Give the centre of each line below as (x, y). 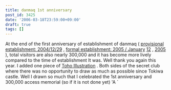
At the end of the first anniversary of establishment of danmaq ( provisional (84, 44)
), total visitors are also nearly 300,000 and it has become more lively (78, 55)
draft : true (18, 24)
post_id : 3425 (20, 15)
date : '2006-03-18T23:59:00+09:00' (43, 20)
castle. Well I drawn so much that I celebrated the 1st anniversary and (79, 77)
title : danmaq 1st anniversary (39, 10)
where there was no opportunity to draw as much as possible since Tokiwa (84, 71)
